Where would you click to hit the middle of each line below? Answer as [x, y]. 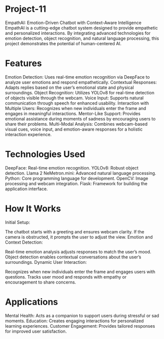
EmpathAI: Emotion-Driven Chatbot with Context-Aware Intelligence [73, 23]
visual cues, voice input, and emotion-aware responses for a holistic [74, 129]
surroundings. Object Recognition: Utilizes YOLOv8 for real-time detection [80, 92]
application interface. [26, 189]
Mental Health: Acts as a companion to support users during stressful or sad [82, 315]
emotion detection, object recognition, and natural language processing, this [82, 38]
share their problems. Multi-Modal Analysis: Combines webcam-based [76, 124]
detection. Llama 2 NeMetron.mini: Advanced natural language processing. [81, 173]
